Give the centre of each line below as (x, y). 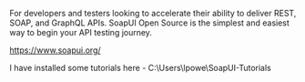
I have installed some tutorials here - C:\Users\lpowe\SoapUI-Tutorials (140, 68)
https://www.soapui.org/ (56, 50)
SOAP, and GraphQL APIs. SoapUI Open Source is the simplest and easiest (149, 23)
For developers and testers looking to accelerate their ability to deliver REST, (153, 13)
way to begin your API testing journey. (81, 32)
